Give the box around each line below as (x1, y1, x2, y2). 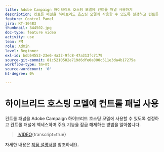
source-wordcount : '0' (5, 67, 52, 72)
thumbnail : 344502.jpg (5, 26, 52, 30)
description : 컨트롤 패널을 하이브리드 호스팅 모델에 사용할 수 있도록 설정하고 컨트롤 (5, 12, 159, 17)
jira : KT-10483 (5, 21, 37, 26)
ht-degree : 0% (5, 71, 35, 76)
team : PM (5, 39, 23, 44)
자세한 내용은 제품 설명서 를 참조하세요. (5, 141, 79, 148)
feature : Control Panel (5, 16, 54, 21)
